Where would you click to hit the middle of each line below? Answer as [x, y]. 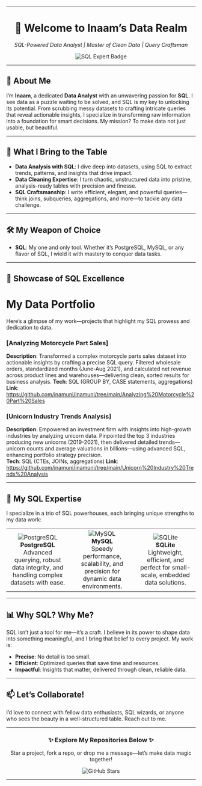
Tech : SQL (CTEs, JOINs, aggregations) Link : [62, 461]
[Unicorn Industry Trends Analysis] [59, 416]
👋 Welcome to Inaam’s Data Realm [101, 28]
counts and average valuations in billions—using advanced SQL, [106, 449]
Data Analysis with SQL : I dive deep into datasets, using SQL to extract [103, 167]
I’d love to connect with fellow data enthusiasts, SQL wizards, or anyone [95, 712]
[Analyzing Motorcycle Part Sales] [57, 343]
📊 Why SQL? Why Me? [50, 615]
